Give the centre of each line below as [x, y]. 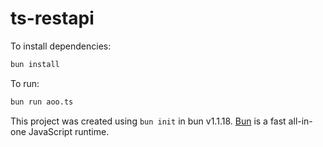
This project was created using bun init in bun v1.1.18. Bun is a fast [148, 121]
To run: [25, 83]
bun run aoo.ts [42, 102]
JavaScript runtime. [69, 131]
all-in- [300, 121]
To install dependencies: [61, 46]
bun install [35, 64]
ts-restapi [52, 18]
